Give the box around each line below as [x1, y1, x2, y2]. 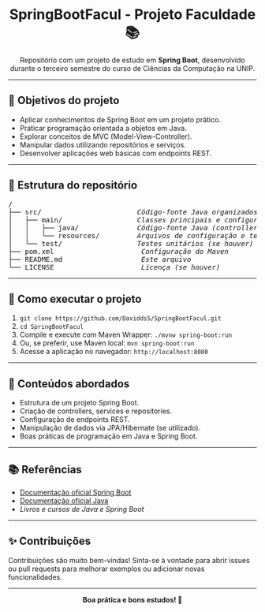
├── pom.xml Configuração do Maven [8, 247, 229, 256]
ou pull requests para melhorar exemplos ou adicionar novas [8, 564, 205, 573]
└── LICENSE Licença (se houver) [8, 263, 221, 271]
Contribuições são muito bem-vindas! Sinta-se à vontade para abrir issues [8, 555, 250, 565]
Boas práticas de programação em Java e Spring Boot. [19, 431, 198, 441]
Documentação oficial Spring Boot [19, 487, 132, 497]
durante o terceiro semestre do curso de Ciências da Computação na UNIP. [9, 63, 256, 73]
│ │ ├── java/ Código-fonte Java [8, 223, 208, 232]
